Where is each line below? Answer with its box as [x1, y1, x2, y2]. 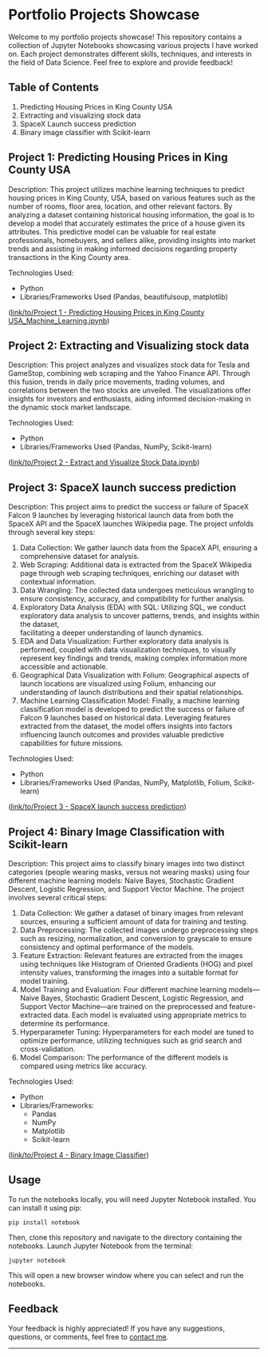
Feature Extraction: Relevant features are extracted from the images [19, 951, 243, 960]
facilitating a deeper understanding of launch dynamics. [19, 628, 204, 637]
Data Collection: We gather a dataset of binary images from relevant [19, 908, 244, 917]
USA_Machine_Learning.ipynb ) [8, 316, 110, 325]
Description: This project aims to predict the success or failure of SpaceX [8, 502, 250, 512]
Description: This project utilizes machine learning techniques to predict [8, 184, 245, 194]
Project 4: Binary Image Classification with [8, 825, 225, 839]
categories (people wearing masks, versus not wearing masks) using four [8, 868, 250, 876]
